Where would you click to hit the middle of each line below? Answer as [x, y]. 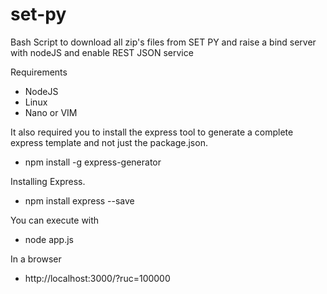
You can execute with [55, 220]
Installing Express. [48, 181]
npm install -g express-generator [93, 162]
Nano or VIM [51, 112]
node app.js [49, 239]
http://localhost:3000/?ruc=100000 [97, 278]
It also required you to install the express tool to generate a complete [152, 132]
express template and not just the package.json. [109, 142]
